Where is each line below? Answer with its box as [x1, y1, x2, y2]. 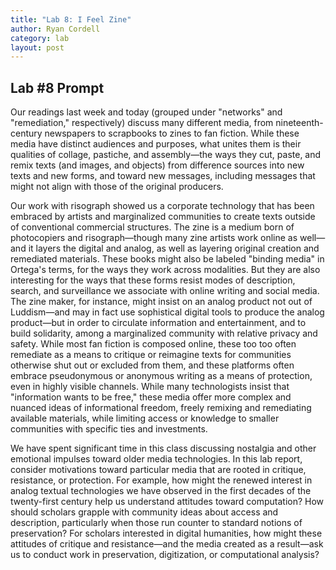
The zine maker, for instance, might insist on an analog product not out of [10, 296, 313, 308]
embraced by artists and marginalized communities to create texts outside [10, 211, 316, 223]
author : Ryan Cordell [10, 24, 101, 34]
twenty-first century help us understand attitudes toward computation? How [10, 496, 325, 508]
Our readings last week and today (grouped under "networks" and [10, 106, 283, 118]
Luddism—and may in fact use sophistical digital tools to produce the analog [10, 306, 325, 318]
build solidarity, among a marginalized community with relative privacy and [10, 327, 318, 340]
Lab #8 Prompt [10, 79, 105, 96]
